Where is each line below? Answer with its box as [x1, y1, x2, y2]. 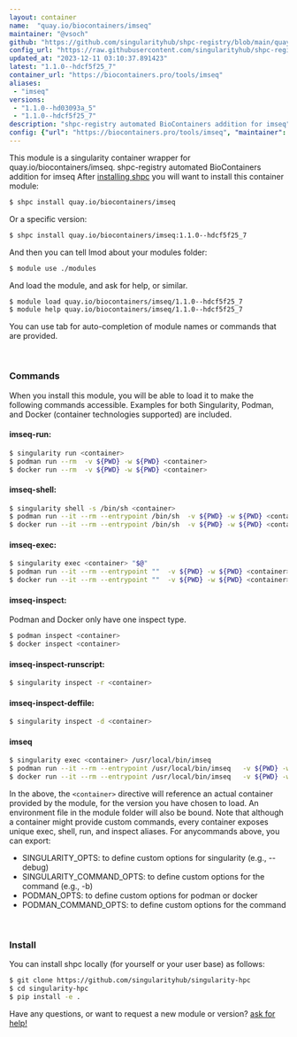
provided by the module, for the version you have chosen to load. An [9, 797, 259, 808]
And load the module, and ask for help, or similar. [9, 280, 188, 290]
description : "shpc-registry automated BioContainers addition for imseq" [9, 120, 291, 129]
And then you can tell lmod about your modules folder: [9, 247, 208, 257]
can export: [9, 835, 51, 846]
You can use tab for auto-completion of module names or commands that [9, 321, 277, 332]
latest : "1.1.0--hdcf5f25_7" [9, 63, 117, 72]
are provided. [9, 331, 58, 342]
